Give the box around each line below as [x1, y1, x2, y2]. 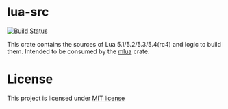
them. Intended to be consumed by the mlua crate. [7, 47, 150, 56]
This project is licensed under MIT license [7, 94, 125, 102]
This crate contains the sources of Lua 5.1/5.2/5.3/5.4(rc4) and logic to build [7, 40, 221, 48]
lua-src [7, 4, 49, 20]
